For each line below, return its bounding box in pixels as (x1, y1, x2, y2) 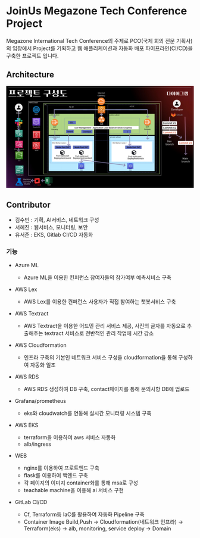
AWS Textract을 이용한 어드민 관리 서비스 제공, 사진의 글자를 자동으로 (23, 322, 186, 329)
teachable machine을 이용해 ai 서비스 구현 (23, 486, 124, 493)
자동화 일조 (30, 361, 56, 368)
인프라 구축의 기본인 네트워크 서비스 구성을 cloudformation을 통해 (23, 354, 177, 361)
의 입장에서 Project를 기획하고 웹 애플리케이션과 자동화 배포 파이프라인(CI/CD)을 (6, 45, 193, 52)
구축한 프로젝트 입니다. (6, 52, 59, 59)
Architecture (6, 70, 55, 80)
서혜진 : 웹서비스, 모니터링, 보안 (14, 224, 88, 231)
